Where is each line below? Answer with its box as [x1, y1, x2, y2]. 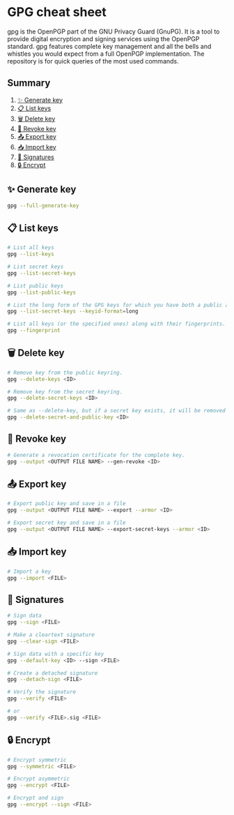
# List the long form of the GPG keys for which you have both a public [7, 301, 223, 308]
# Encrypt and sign [7, 795, 64, 802]
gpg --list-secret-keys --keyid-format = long [7, 308, 139, 315]
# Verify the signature [7, 689, 77, 696]
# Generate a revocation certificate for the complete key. [7, 451, 186, 458]
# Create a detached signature [7, 669, 98, 677]
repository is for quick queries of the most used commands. [7, 57, 179, 65]
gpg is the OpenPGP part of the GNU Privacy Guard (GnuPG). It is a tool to [7, 27, 220, 36]
